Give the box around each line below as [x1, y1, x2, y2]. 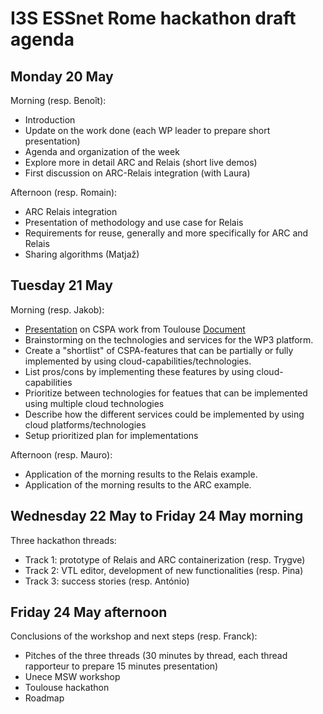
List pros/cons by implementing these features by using [24, 365, 255, 377]
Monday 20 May [10, 68, 114, 85]
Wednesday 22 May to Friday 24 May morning [10, 508, 304, 525]
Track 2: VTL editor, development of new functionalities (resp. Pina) [24, 564, 304, 576]
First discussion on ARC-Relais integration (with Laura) [24, 167, 251, 179]
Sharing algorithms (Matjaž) [24, 248, 140, 260]
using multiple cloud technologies [24, 397, 165, 409]
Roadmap [24, 692, 65, 704]
